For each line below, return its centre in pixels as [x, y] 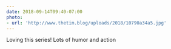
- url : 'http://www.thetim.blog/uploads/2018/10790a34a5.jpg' [86, 23]
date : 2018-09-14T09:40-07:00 [45, 12]
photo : [15, 17]
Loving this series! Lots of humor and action [61, 40]
